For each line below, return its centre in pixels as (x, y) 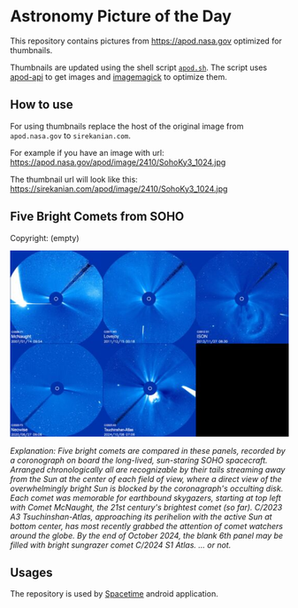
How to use (42, 105)
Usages (31, 572)
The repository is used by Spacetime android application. (115, 594)
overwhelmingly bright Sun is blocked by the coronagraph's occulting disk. (147, 488)
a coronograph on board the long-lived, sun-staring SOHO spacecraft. (139, 460)
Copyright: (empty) (45, 238)
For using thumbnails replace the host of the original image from (127, 126)
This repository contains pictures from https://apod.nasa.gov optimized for (146, 41)
